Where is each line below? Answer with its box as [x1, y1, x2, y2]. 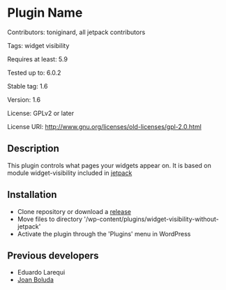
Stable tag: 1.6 [7, 82, 48, 90]
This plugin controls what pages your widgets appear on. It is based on [7, 161, 211, 169]
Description [7, 143, 59, 155]
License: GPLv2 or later [7, 109, 75, 117]
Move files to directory [17, 215, 82, 223]
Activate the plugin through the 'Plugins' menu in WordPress [17, 229, 191, 238]
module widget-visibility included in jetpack [7, 169, 133, 177]
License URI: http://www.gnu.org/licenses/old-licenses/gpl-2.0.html [7, 122, 202, 130]
